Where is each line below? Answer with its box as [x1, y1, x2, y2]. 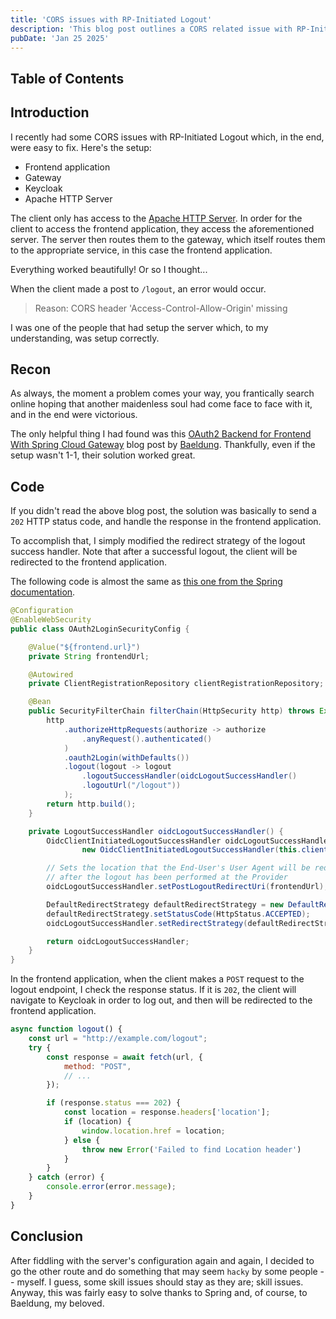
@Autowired [28, 669, 74, 680]
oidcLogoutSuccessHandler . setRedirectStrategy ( [46, 918, 248, 928]
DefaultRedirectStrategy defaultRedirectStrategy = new [46, 899, 284, 910]
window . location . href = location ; [81, 1126, 226, 1136]
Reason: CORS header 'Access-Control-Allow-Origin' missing [34, 302, 288, 314]
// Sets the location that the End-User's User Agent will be [46, 863, 311, 873]
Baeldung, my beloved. [10, 1297, 105, 1309]
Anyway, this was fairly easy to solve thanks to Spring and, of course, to [10, 1286, 308, 1298]
